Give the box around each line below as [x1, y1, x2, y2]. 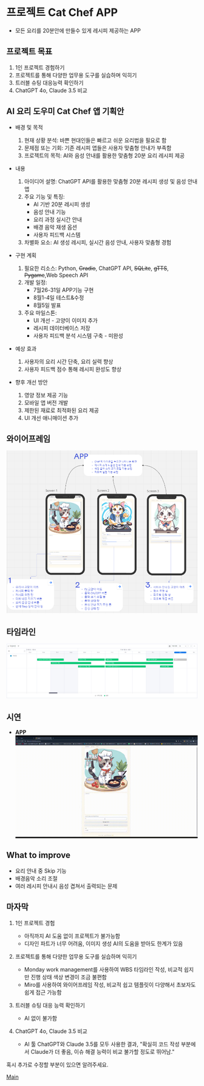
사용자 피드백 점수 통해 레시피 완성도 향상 [24, 365, 122, 372]
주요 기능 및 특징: [24, 193, 65, 200]
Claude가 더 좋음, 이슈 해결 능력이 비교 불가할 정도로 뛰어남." [30, 1048, 175, 1055]
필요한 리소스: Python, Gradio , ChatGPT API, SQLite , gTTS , [24, 264, 169, 272]
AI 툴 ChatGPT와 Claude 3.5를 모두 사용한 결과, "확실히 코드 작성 [24, 1040, 180, 1048]
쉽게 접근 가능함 [24, 988, 62, 996]
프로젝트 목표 [6, 46, 53, 57]
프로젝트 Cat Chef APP [6, 5, 118, 20]
